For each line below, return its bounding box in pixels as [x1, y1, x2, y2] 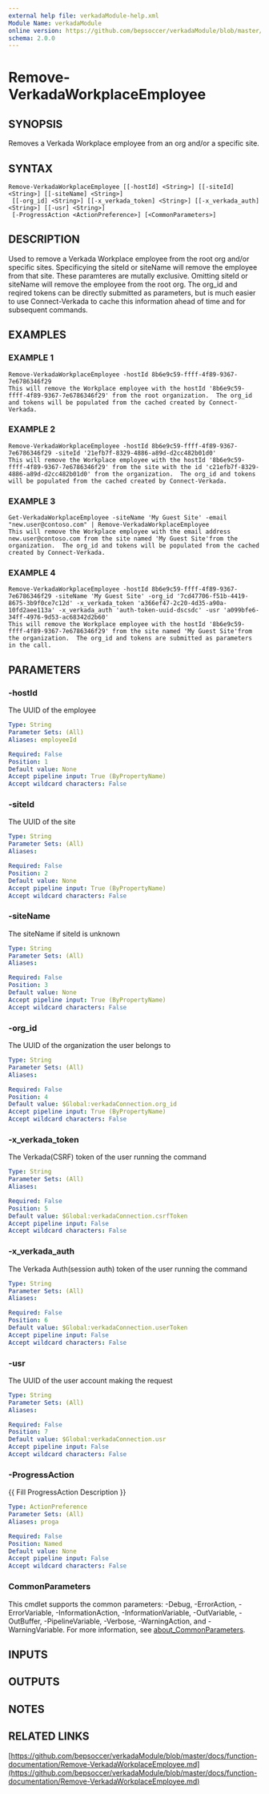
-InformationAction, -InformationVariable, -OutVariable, [55, 1607, 238, 1617]
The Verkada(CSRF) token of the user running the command [8, 1152, 207, 1162]
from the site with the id [111, 463, 203, 471]
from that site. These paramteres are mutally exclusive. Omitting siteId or [8, 271, 248, 280]
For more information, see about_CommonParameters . [66, 1624, 246, 1634]
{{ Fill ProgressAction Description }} [8, 1487, 126, 1497]
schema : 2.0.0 [8, 34, 56, 42]
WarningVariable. [8, 1624, 66, 1634]
